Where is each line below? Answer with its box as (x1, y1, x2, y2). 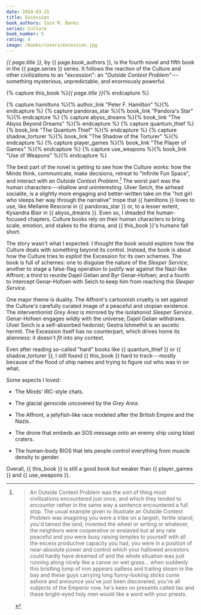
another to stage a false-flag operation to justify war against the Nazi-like (6, 265, 187, 272)
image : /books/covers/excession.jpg (6, 43, 98, 49)
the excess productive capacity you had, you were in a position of (29, 540, 193, 547)
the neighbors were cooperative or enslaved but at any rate (29, 526, 176, 534)
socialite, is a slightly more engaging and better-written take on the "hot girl (6, 190, 193, 197)
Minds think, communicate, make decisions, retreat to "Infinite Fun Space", (6, 169, 190, 177)
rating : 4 (6, 37, 31, 43)
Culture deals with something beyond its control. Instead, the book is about (6, 246, 191, 253)
